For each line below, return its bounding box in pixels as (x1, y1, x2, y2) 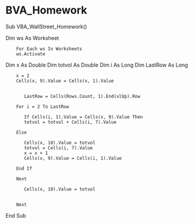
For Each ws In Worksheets (16, 45, 83, 52)
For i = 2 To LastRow (16, 104, 69, 110)
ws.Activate (16, 51, 45, 57)
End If (16, 166, 32, 172)
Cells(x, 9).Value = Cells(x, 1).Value (16, 78, 114, 84)
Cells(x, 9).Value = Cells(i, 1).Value (24, 155, 122, 161)
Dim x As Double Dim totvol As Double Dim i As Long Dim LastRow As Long (5, 61, 188, 68)
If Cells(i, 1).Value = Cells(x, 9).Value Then (24, 114, 143, 120)
